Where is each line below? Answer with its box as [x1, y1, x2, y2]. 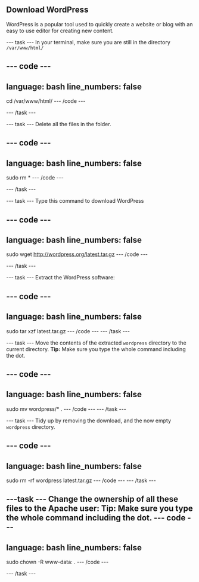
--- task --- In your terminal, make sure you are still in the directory [6, 38, 171, 45]
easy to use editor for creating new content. [6, 27, 114, 34]
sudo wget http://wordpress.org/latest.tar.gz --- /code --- [6, 251, 148, 258]
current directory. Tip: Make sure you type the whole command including [6, 345, 186, 352]
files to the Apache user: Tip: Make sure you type [6, 504, 193, 514]
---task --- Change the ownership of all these [6, 494, 179, 504]
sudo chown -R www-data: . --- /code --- [6, 559, 109, 566]
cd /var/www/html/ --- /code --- [6, 97, 86, 105]
